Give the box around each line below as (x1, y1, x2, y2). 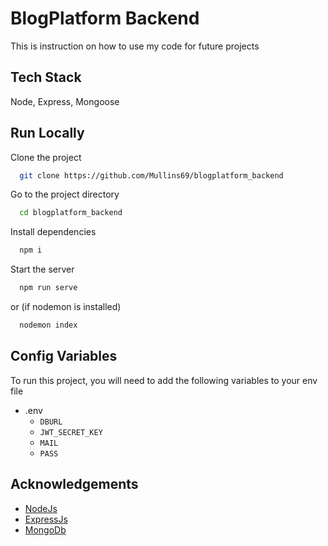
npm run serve (19, 283, 78, 293)
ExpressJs (24, 513, 68, 525)
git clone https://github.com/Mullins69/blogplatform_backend (19, 170, 284, 181)
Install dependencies (10, 226, 97, 238)
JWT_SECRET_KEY (39, 427, 103, 437)
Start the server (10, 263, 75, 276)
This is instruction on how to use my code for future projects (10, 40, 260, 52)
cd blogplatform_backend (19, 208, 123, 218)
